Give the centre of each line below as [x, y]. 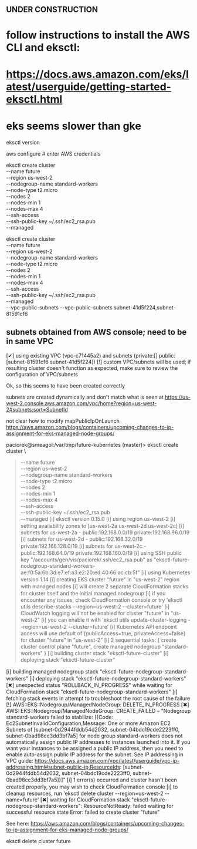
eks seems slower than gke [74, 126]
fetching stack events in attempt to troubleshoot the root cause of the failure [98, 698]
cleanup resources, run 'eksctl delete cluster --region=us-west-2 [85, 793]
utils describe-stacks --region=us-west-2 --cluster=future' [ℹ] [95, 607]
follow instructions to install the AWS [98, 35]
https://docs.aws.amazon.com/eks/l [98, 74]
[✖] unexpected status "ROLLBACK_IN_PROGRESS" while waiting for [89, 685]
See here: [18, 823]
